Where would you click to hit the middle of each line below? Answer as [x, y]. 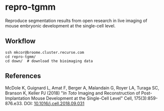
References [23, 76]
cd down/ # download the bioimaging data [49, 61]
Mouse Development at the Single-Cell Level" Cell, [82, 98]
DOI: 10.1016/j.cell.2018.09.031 [54, 103]
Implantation [18, 98]
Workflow [20, 41]
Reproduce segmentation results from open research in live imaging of [76, 21]
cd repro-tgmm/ [21, 57]
